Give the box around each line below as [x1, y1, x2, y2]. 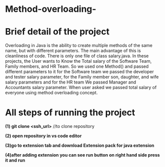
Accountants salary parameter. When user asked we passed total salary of [5, 84, 157, 90]
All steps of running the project [5, 107, 135, 118]
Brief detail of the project [5, 26, 110, 38]
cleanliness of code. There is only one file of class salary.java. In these [5, 53, 149, 59]
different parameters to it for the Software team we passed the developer [5, 69, 154, 75]
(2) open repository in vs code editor [5, 133, 82, 139]
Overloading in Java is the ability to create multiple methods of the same [5, 42, 153, 48]
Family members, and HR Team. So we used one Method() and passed [5, 63, 149, 70]
